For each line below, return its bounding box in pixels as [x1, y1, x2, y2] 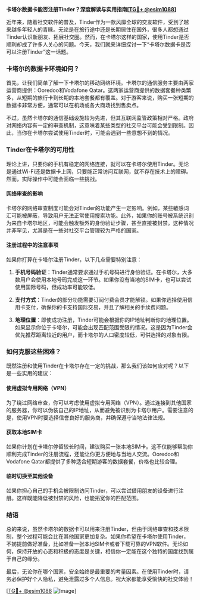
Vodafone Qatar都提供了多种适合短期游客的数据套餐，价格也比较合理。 [6, 457, 180, 465]
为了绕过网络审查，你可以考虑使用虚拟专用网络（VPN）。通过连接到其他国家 [6, 399, 192, 406]
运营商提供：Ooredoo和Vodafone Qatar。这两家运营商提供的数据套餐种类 [6, 86, 186, 94]
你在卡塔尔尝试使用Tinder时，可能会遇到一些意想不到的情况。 [21, 129, 174, 137]
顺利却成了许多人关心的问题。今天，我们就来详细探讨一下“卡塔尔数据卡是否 [6, 41, 192, 48]
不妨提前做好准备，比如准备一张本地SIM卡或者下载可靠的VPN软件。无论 [6, 540, 183, 548]
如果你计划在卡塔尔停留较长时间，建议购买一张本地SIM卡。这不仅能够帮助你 [6, 443, 193, 450]
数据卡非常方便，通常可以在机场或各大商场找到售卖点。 [6, 101, 142, 109]
